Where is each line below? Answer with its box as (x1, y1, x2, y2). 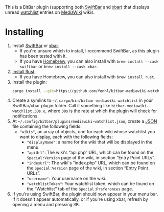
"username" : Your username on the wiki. (26, 175, 107, 181)
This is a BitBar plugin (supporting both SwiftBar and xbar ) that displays (5, 4, 149, 10)
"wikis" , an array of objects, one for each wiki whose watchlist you (19, 128, 155, 134)
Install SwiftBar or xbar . (12, 43, 60, 48)
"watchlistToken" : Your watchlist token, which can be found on (26, 181, 154, 187)
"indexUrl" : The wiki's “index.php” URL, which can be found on (26, 160, 155, 165)
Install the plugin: (12, 79, 47, 85)
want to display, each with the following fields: (19, 134, 113, 140)
